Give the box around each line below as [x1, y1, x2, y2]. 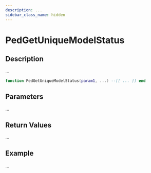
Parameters [5, 92, 44, 101]
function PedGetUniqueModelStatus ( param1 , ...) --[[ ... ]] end [5, 78, 146, 83]
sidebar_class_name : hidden [5, 12, 66, 17]
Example [5, 149, 34, 158]
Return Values [5, 121, 52, 129]
